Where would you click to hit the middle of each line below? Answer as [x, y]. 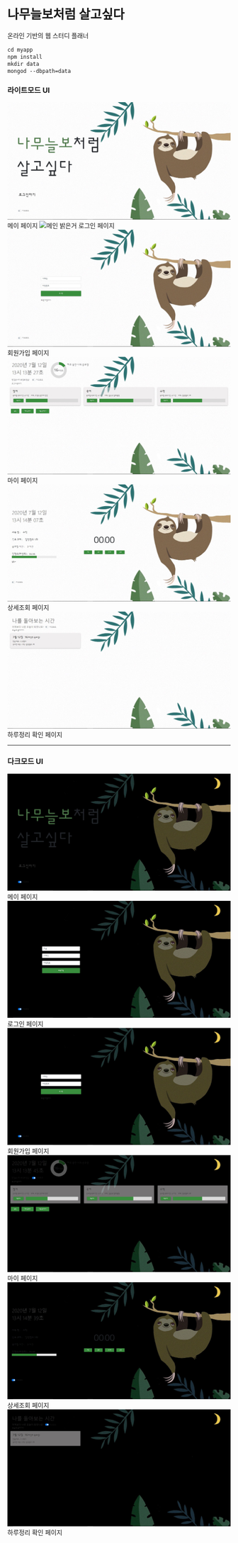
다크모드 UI [25, 761]
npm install [25, 57]
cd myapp [20, 50]
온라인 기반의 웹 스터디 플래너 [48, 35]
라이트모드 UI [29, 90]
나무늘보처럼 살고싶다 [66, 15]
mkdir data [23, 64]
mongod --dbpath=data [39, 71]
